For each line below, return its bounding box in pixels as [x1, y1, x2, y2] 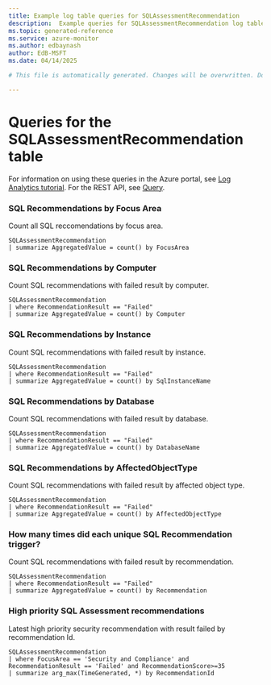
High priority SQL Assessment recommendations [8, 605, 205, 616]
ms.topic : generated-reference [8, 27, 114, 35]
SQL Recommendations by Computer [8, 262, 157, 273]
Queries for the [8, 113, 112, 131]
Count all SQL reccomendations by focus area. [8, 221, 164, 230]
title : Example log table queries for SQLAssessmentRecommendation [8, 11, 240, 20]
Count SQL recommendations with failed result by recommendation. [8, 557, 234, 567]
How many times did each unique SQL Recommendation [8, 529, 232, 540]
